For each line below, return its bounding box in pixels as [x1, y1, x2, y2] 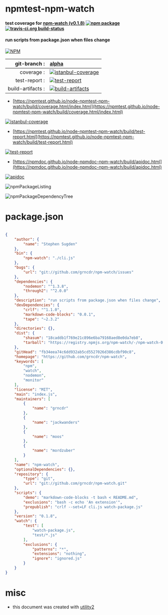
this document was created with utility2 [12, 604, 95, 610]
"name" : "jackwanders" [32, 420, 80, 425]
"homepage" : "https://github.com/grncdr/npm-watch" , [14, 354, 127, 359]
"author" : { [14, 237, 39, 242]
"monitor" [23, 378, 44, 383]
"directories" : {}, [14, 326, 55, 331]
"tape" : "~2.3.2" [23, 317, 59, 322]
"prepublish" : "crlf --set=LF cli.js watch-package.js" [23, 504, 143, 509]
